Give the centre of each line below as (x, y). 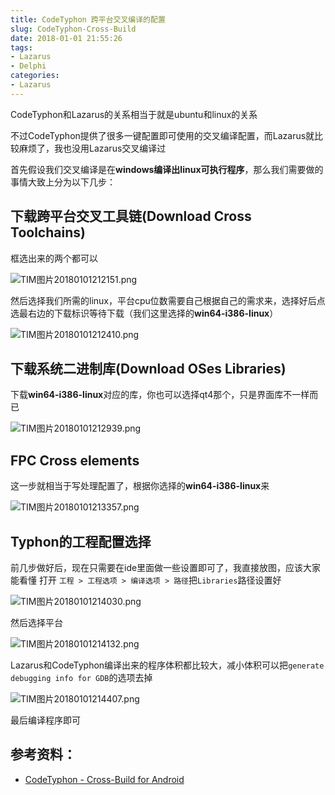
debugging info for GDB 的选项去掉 (81, 677)
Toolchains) (48, 232)
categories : (35, 76)
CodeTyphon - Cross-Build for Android (104, 779)
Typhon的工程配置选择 (81, 541)
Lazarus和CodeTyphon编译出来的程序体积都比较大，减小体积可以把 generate (167, 665)
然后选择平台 (36, 622)
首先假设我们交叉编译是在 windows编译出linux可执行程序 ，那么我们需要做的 (167, 169)
